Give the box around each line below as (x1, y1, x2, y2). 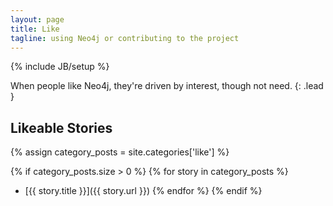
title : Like (10, 24, 60, 34)
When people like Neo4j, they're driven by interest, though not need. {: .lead (10, 80, 324, 92)
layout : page (10, 14, 65, 25)
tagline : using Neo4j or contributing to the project (10, 33, 240, 43)
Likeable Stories (10, 119, 113, 136)
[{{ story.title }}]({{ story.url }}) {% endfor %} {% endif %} (24, 185, 263, 197)
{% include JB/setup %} (10, 61, 110, 73)
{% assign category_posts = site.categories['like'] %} (10, 146, 230, 158)
